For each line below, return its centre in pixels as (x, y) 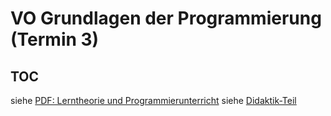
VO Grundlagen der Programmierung (166, 18)
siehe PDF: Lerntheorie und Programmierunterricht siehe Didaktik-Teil (153, 100)
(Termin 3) (55, 39)
